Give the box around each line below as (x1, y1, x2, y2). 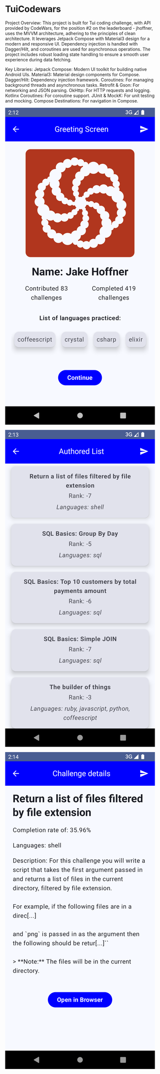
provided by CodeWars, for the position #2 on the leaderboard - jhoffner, (5, 25, 153, 31)
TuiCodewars (5, 3, 61, 15)
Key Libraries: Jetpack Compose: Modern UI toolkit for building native (5, 66, 147, 72)
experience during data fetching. (5, 56, 72, 62)
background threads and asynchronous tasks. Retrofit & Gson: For (5, 82, 140, 88)
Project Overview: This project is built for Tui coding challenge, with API (5, 20, 151, 26)
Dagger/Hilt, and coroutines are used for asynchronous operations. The (5, 46, 151, 52)
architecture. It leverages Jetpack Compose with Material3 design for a (5, 36, 150, 42)
